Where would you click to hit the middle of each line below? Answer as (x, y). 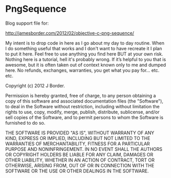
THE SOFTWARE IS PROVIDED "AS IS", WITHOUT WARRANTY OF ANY (80, 133)
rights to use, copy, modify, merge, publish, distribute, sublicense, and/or (82, 112)
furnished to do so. (25, 123)
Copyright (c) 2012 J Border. (35, 86)
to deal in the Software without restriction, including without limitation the (82, 106)
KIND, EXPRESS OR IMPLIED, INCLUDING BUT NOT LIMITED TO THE (78, 138)
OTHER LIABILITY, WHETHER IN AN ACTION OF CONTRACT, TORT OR (80, 160)
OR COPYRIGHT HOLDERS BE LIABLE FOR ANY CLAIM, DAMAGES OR (79, 154)
